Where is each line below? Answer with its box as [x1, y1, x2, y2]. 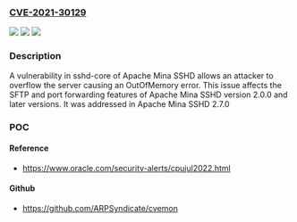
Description [9, 50, 62, 62]
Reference [9, 143, 49, 153]
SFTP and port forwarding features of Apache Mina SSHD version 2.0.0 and [9, 89, 288, 100]
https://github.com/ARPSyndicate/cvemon [21, 202, 179, 213]
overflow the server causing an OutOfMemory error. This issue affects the [9, 79, 282, 90]
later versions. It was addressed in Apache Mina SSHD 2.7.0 [9, 98, 230, 109]
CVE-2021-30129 [9, 6, 87, 19]
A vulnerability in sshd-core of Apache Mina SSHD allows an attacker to [9, 70, 275, 81]
